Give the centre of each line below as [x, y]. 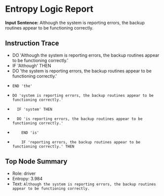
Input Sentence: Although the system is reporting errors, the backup [75, 23]
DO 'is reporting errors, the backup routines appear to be [80, 119]
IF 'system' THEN [35, 109]
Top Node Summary [36, 161]
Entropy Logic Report [49, 9]
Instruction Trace [32, 43]
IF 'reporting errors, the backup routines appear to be [81, 142]
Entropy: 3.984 [27, 178]
